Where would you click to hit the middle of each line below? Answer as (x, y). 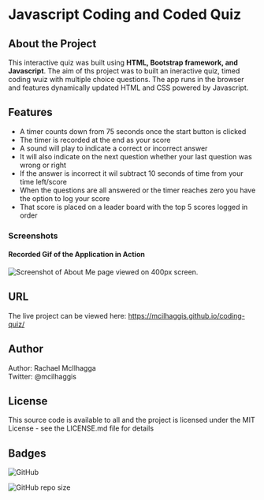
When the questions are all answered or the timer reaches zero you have (138, 190)
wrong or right (43, 165)
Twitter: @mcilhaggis (43, 376)
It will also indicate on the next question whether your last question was (136, 156)
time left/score (43, 181)
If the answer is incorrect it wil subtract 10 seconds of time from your (132, 173)
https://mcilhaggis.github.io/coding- (187, 315)
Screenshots (33, 236)
